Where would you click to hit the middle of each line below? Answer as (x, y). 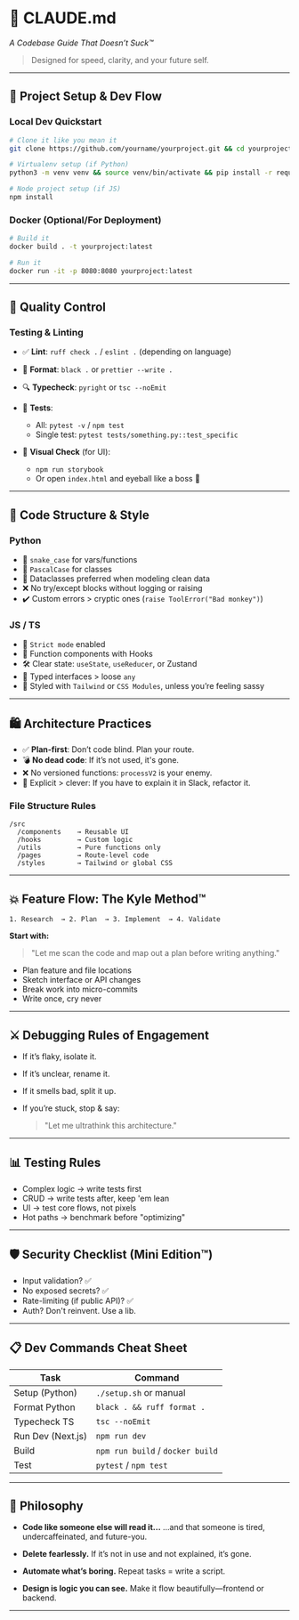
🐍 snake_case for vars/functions (80, 560)
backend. (39, 1598)
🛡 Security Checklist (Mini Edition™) (111, 1255)
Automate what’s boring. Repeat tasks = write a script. (124, 1571)
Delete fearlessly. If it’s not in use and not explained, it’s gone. (137, 1554)
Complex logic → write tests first (82, 1188)
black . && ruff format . (151, 1407)
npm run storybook (69, 470)
